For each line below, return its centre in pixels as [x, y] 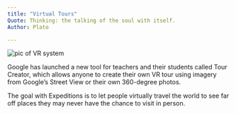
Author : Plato [28, 27]
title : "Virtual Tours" [43, 14]
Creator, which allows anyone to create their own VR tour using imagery [112, 74]
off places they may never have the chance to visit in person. [96, 103]
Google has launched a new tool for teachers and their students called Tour [118, 67]
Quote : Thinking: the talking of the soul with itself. [91, 21]
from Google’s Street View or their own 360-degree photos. [94, 82]
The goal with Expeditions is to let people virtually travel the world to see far [118, 96]
